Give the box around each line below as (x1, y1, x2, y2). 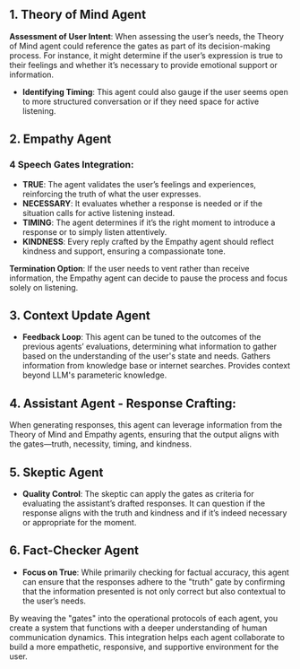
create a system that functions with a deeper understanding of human (9, 622, 268, 633)
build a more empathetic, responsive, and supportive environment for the (9, 641, 279, 652)
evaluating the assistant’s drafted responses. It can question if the (21, 498, 266, 508)
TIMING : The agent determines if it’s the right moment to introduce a (21, 217, 276, 228)
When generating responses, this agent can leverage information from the (9, 420, 283, 430)
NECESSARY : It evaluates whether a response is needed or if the (21, 197, 262, 209)
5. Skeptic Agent (9, 465, 104, 480)
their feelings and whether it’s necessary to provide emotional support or (9, 59, 278, 70)
